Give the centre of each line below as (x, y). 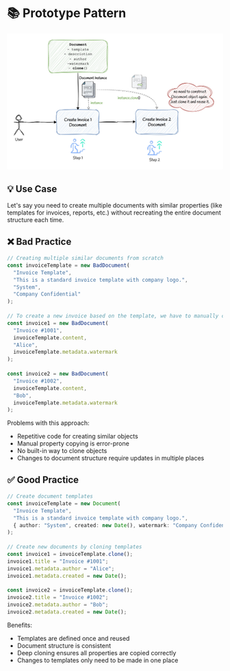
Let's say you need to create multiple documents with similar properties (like (115, 206)
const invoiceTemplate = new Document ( (64, 503)
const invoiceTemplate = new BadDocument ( (68, 265)
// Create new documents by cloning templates (75, 547)
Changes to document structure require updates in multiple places (111, 458)
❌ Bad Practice (39, 242)
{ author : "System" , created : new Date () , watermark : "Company (105, 525)
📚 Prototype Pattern (67, 13)
